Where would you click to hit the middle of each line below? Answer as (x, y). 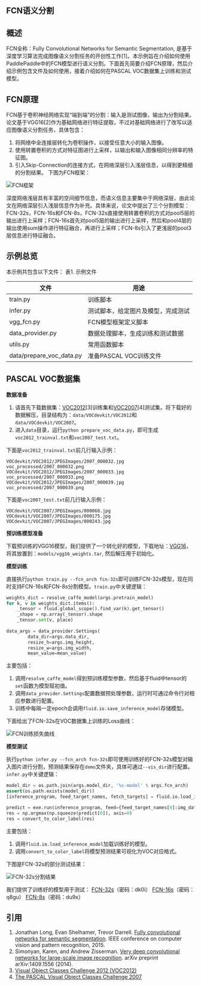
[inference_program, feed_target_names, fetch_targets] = (80, 797)
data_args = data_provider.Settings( (53, 631)
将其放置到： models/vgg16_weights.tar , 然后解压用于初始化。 (82, 553)
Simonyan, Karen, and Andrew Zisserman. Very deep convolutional (97, 951)
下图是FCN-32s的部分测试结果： (46, 864)
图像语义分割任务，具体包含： (48, 130)
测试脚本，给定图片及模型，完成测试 (139, 310)
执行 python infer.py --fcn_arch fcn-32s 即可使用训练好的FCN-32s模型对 (97, 759)
